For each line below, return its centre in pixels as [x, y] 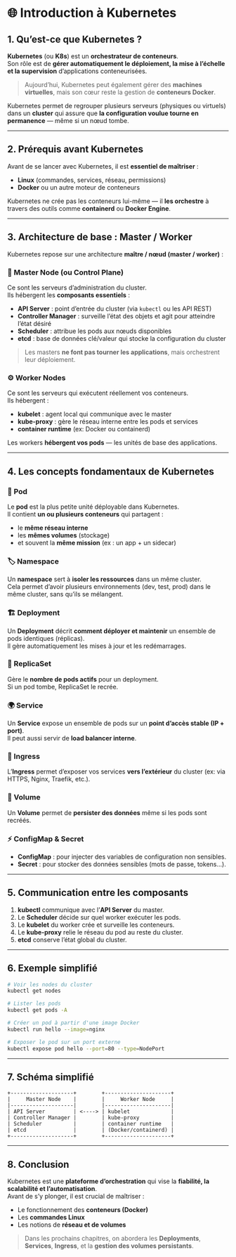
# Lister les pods [34, 1004]
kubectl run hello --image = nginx [56, 1029]
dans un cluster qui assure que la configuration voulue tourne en [103, 113]
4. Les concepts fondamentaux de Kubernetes [111, 471]
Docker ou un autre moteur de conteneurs [79, 187]
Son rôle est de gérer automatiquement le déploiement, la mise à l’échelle [116, 64]
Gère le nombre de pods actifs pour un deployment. [83, 679]
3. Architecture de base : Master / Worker [100, 237]
